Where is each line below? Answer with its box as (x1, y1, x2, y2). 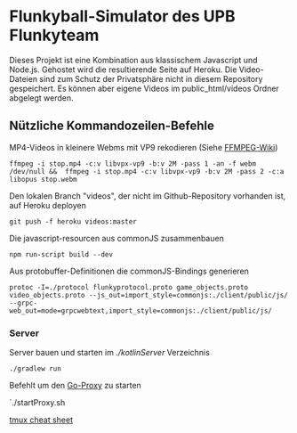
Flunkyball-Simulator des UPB (9, 6, 236, 27)
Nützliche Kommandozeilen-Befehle (9, 118, 215, 134)
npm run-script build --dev (9, 249, 114, 259)
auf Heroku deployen (9, 200, 87, 210)
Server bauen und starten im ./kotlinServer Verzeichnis (9, 347, 211, 358)
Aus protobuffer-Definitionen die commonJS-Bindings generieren (9, 266, 249, 276)
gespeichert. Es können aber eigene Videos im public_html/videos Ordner (9, 83, 280, 94)
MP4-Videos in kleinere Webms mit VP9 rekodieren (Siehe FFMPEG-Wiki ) (9, 142, 278, 152)
